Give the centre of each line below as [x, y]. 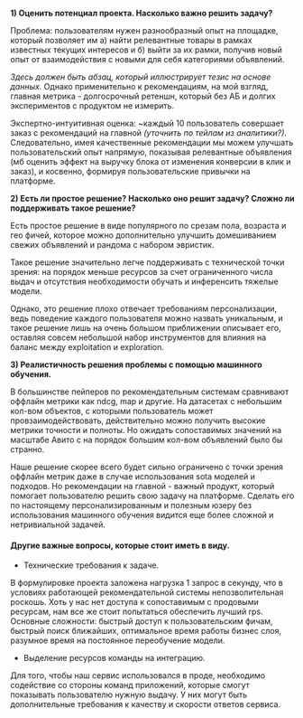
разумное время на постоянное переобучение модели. [118, 640]
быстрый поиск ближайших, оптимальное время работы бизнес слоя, [146, 631]
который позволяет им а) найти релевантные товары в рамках [131, 40]
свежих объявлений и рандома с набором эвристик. [112, 245]
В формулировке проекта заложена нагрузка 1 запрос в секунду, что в [147, 583]
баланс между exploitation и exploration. [87, 347]
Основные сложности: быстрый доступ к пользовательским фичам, [142, 621]
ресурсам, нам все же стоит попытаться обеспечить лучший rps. [137, 612]
